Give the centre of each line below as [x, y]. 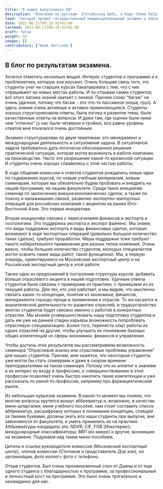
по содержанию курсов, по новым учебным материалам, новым [72, 178]
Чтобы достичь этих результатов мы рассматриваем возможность [75, 345]
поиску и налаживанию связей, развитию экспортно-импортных [73, 199]
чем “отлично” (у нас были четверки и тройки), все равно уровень [74, 123]
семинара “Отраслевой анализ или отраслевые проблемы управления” [80, 350]
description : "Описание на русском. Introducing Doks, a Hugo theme [76, 14]
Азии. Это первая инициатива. [60, 209]
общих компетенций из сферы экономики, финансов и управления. [75, 336]
